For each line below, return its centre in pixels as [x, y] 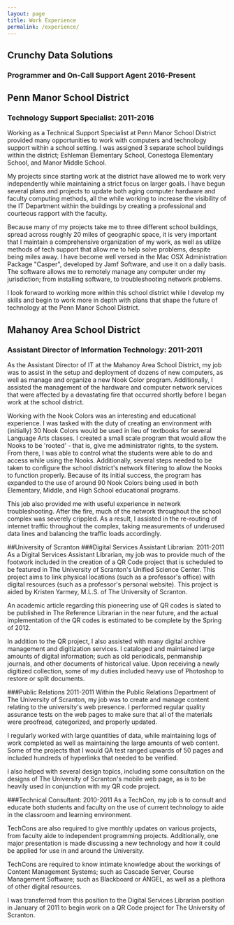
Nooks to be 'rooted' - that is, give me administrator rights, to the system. [113, 446]
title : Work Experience [42, 20]
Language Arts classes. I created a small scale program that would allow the [117, 438]
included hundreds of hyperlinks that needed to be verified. [93, 758]
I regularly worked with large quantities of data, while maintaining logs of [112, 736]
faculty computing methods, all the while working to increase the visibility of [117, 199]
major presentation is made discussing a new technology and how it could [114, 843]
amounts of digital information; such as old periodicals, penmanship [105, 657]
